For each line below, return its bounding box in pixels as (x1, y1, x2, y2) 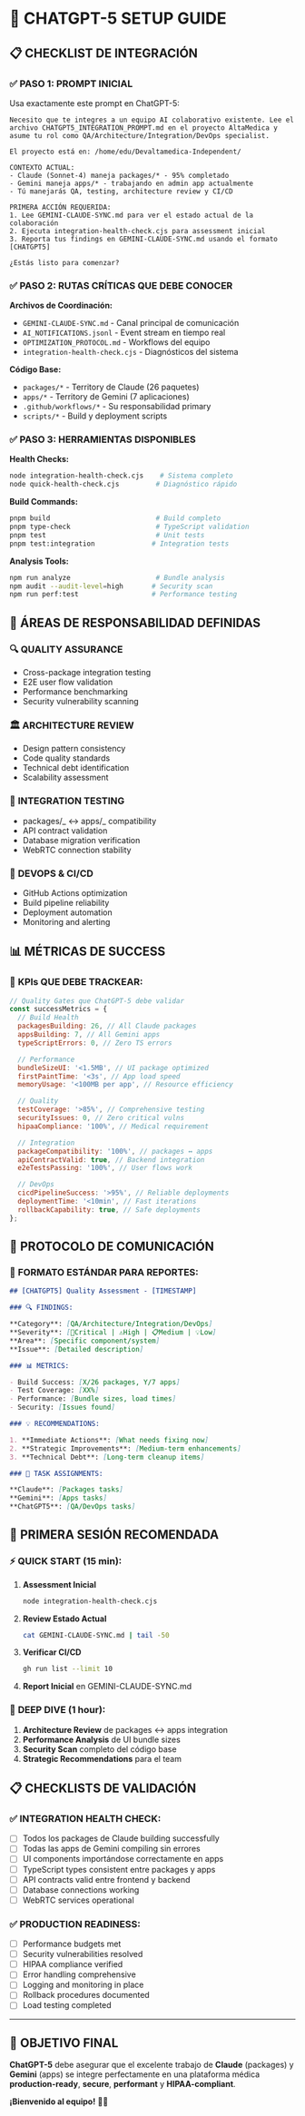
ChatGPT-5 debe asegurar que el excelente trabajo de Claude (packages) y (9, 2060, 294, 2071)
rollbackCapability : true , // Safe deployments (17, 1205, 202, 1215)
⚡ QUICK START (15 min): (9, 1555, 123, 1568)
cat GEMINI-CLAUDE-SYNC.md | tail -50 (22, 1630, 170, 1639)
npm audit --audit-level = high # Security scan (9, 581, 213, 591)
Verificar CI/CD (22, 1647, 82, 1658)
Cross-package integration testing (22, 667, 152, 678)
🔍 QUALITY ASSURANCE (9, 643, 123, 655)
